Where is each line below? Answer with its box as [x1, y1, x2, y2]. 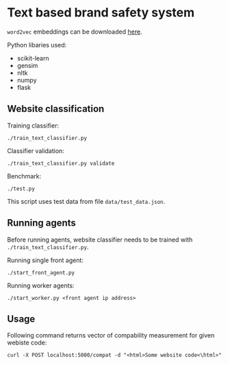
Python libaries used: [7, 40, 67, 49]
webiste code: [7, 338, 47, 347]
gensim [16, 61, 38, 69]
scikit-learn [16, 54, 49, 62]
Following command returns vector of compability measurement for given [7, 331, 215, 340]
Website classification [7, 103, 105, 115]
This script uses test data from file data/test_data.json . [7, 197, 166, 205]
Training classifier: [7, 121, 60, 130]
